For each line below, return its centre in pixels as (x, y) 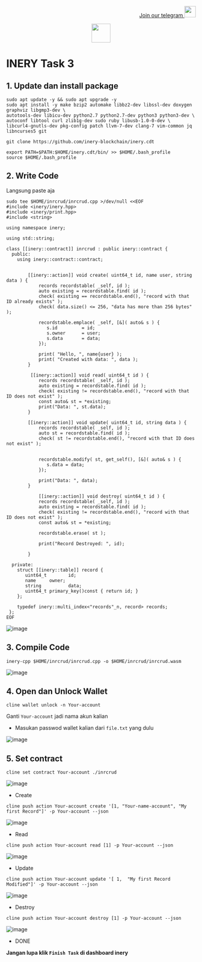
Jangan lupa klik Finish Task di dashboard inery (67, 953)
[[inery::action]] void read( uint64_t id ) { (90, 375)
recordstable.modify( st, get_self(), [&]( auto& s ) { (110, 459)
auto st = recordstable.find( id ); (84, 433)
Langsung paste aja (31, 190)
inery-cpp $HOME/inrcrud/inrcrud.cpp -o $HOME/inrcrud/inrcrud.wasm (94, 661)
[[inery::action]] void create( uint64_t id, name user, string (110, 275)
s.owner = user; (74, 333)
